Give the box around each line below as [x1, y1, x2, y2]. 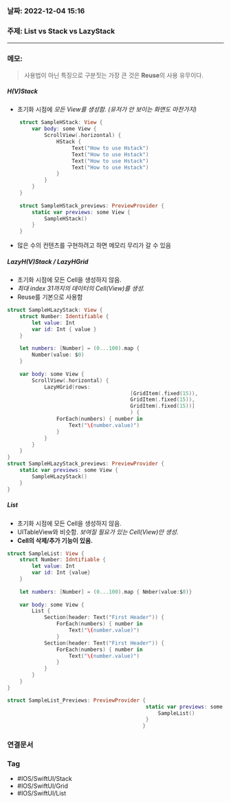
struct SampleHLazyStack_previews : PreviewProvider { [7, 460, 165, 468]
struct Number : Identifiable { [19, 313, 109, 320]
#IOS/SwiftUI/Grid [16, 782, 69, 790]
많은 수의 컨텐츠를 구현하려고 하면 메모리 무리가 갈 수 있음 [16, 241, 172, 249]
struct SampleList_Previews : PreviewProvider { [7, 697, 146, 704]
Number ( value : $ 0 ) [32, 351, 85, 359]
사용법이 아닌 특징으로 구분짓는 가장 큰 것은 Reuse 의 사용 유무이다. [23, 71, 204, 79]
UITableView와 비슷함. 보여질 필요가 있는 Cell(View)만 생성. [16, 528, 179, 536]
